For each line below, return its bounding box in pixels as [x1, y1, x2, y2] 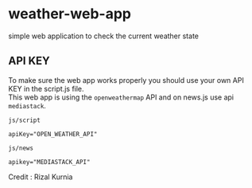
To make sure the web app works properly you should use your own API [8, 75, 244, 84]
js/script [8, 116, 41, 124]
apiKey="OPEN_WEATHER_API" [8, 130, 98, 138]
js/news [8, 144, 34, 152]
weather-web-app [8, 5, 131, 23]
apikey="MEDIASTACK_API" [8, 158, 91, 166]
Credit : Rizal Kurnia [8, 172, 73, 182]
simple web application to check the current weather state [8, 31, 199, 41]
